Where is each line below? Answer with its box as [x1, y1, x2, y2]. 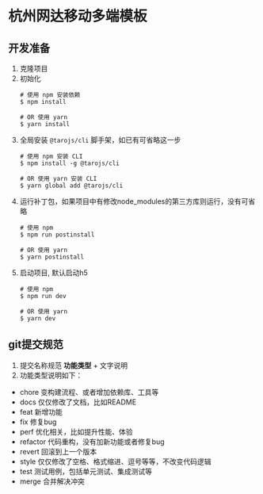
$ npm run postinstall [19, 231, 95, 239]
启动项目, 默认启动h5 [19, 268, 89, 278]
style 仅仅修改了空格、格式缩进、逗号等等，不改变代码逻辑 [19, 457, 212, 466]
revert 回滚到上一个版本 [19, 446, 97, 456]
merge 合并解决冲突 [19, 477, 85, 486]
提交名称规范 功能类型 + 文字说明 [19, 360, 128, 370]
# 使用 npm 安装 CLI [19, 152, 83, 160]
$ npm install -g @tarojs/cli [19, 159, 120, 167]
